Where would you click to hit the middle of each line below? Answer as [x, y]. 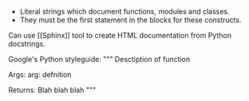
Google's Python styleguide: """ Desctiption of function [99, 59]
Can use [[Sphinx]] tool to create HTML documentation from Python [120, 35]
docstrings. [27, 44]
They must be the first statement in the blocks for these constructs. [130, 20]
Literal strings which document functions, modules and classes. [125, 12]
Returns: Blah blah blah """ [52, 90]
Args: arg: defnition [40, 74]
